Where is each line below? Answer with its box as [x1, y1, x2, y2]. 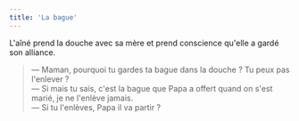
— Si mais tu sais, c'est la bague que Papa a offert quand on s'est [30, 83, 273, 93]
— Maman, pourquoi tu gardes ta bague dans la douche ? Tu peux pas [30, 64, 290, 75]
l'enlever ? [30, 73, 70, 85]
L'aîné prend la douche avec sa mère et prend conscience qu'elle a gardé [9, 37, 279, 48]
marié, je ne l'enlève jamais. [30, 93, 134, 103]
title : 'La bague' [9, 12, 78, 22]
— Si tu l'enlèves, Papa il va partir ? [30, 101, 162, 112]
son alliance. [9, 46, 56, 58]
